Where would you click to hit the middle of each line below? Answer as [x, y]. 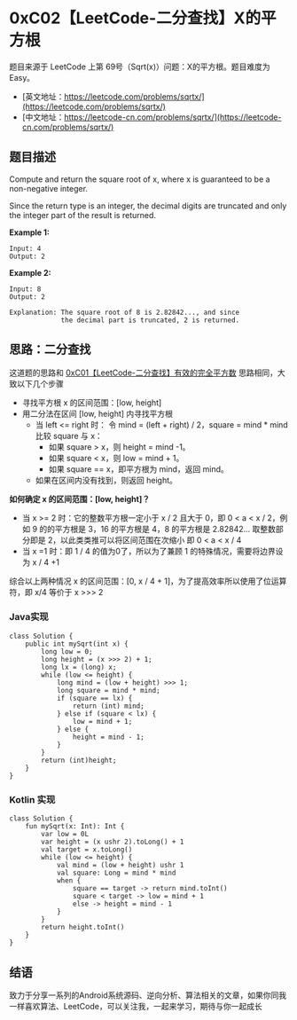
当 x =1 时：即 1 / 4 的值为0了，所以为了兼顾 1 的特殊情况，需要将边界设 [152, 551]
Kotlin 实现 [32, 799]
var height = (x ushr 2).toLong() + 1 [113, 842]
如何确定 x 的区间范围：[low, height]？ [80, 498]
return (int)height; [79, 760]
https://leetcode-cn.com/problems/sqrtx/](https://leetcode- [172, 117]
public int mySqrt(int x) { [77, 644]
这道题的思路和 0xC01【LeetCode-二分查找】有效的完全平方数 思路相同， [143, 373]
